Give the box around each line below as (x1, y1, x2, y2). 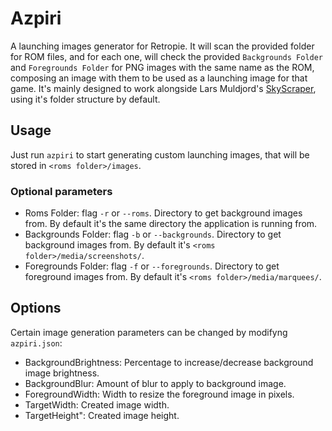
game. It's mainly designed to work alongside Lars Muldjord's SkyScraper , (10, 82, 317, 94)
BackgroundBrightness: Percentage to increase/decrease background (24, 356, 314, 368)
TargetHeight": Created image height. (24, 409, 180, 421)
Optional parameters (10, 184, 113, 198)
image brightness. (24, 367, 100, 379)
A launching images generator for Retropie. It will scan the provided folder (10, 40, 315, 52)
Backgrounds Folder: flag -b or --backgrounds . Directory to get (24, 228, 282, 241)
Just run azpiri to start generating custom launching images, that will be (10, 148, 310, 161)
